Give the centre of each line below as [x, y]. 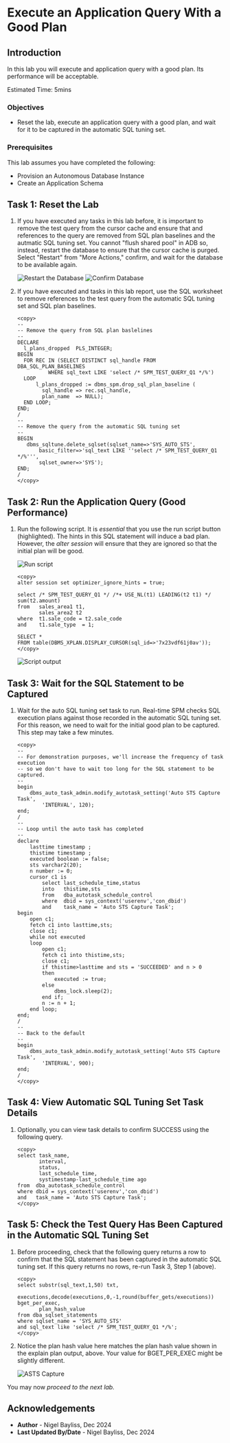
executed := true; [80, 980]
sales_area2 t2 [60, 613]
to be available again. [47, 265]
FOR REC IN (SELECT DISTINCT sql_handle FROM [90, 361]
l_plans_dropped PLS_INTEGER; [68, 349]
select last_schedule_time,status [91, 884]
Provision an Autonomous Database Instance [81, 176]
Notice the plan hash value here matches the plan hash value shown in [117, 1346]
